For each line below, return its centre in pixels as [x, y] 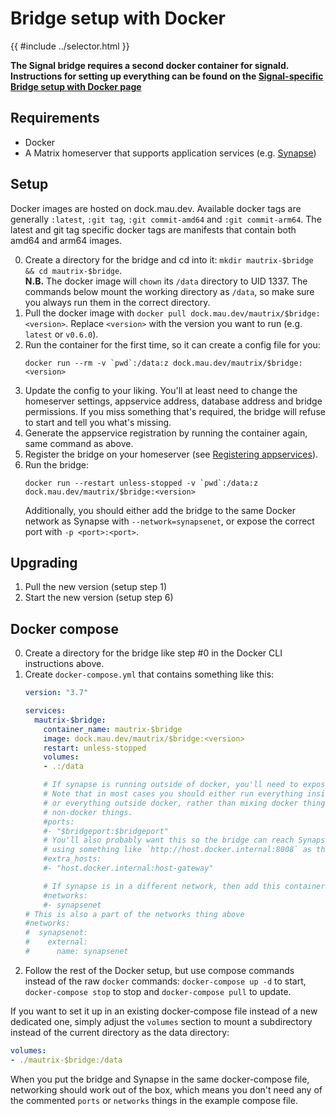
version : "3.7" [56, 693]
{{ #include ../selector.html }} [70, 46]
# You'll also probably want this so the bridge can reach [169, 840]
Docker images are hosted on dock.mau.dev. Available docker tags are [156, 208]
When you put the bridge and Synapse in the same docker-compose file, [160, 1079]
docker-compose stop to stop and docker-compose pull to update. [158, 991]
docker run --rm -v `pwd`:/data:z [96, 363]
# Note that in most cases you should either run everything [173, 794]
